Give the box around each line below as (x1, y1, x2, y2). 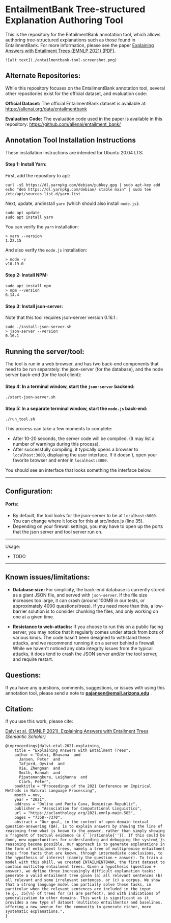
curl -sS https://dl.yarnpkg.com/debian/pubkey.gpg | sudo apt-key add (5, 182, 160, 188)
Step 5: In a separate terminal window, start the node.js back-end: (5, 405, 148, 411)
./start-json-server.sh (5, 395, 56, 400)
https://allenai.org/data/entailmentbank (5, 106, 88, 112)
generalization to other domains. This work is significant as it (5, 895, 149, 901)
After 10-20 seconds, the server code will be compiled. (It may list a (12, 435, 155, 442)
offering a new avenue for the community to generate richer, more (5, 905, 152, 910)
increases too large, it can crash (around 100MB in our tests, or (12, 597, 145, 604)
